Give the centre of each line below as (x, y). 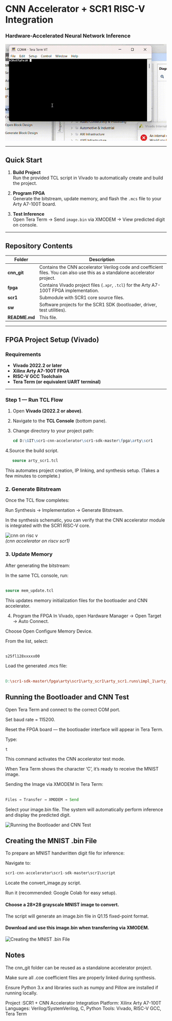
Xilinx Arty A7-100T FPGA (41, 371)
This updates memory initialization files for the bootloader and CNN (76, 600)
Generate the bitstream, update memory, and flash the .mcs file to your (87, 199)
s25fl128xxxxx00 (23, 656)
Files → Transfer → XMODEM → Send (42, 800)
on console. (25, 225)
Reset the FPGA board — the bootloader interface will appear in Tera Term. (84, 729)
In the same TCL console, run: (37, 575)
